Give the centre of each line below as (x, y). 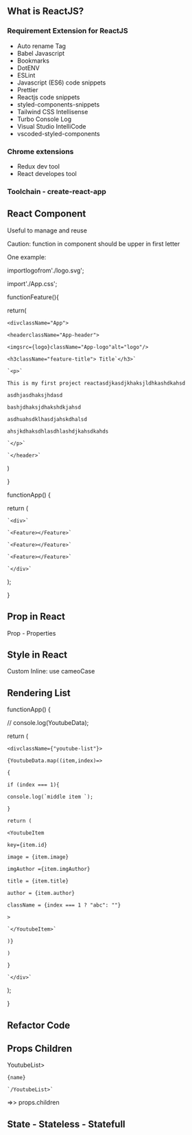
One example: (27, 257)
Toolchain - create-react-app (57, 191)
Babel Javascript (41, 53)
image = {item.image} (38, 857)
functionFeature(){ (33, 297)
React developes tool (47, 173)
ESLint (26, 75)
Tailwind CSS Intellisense (52, 111)
